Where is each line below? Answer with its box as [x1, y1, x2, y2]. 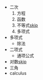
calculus [9, 70, 27, 76]
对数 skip [9, 59, 27, 64]
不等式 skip [16, 22, 38, 28]
